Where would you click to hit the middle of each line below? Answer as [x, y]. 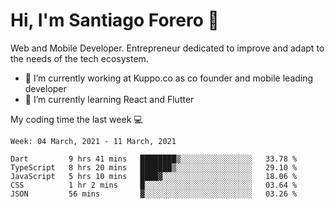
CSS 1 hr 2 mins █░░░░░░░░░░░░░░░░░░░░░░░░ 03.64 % [154, 185]
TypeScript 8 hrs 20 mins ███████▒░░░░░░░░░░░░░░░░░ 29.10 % [154, 167]
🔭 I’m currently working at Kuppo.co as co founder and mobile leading [169, 78]
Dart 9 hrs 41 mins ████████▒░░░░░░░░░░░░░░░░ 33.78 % [154, 159]
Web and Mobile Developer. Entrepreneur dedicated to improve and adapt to [167, 48]
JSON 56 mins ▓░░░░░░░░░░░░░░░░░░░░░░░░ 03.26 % [154, 194]
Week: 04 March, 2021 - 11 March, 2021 [93, 141]
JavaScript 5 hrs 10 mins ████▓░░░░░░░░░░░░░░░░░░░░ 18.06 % [154, 176]
